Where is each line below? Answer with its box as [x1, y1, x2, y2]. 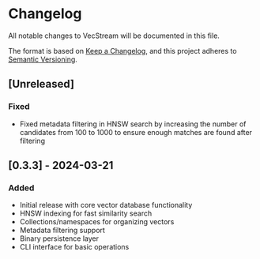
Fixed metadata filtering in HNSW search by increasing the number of [19, 119, 247, 129]
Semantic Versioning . [8, 54, 77, 64]
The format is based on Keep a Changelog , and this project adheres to [8, 46, 237, 55]
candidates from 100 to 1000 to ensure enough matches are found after [19, 127, 253, 137]
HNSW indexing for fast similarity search [19, 208, 153, 218]
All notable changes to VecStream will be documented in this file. [8, 31, 220, 40]
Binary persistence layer [19, 234, 99, 243]
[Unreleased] [8, 77, 75, 91]
